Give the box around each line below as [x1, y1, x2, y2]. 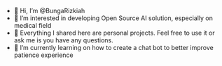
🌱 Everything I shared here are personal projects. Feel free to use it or [13, 28, 215, 37]
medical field [13, 22, 52, 29]
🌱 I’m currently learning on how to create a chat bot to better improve [13, 44, 214, 51]
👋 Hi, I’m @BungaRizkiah [13, 7, 85, 15]
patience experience [13, 51, 74, 59]
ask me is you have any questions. [13, 36, 113, 44]
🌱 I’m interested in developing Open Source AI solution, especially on [13, 14, 214, 22]
